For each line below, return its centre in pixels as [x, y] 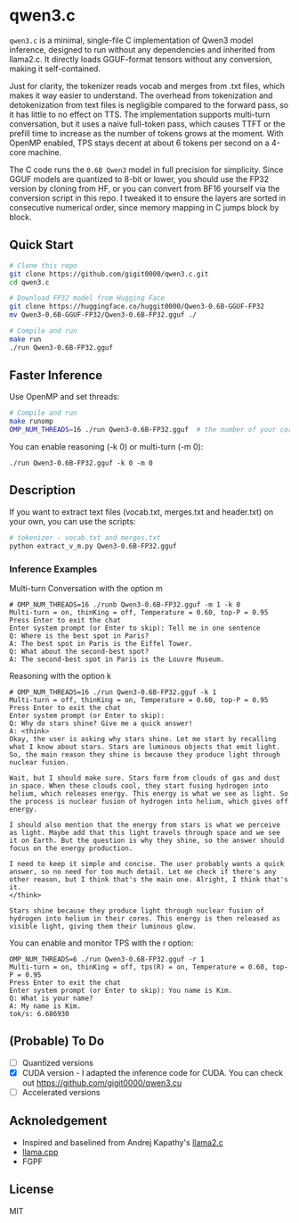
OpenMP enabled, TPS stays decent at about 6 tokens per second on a [139, 143]
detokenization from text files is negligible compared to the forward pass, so [149, 104]
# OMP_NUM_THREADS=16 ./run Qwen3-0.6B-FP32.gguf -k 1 [113, 692]
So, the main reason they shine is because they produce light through [145, 755]
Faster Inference [56, 376]
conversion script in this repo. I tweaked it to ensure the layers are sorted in [148, 198]
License [32, 1190]
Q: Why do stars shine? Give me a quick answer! [101, 723]
